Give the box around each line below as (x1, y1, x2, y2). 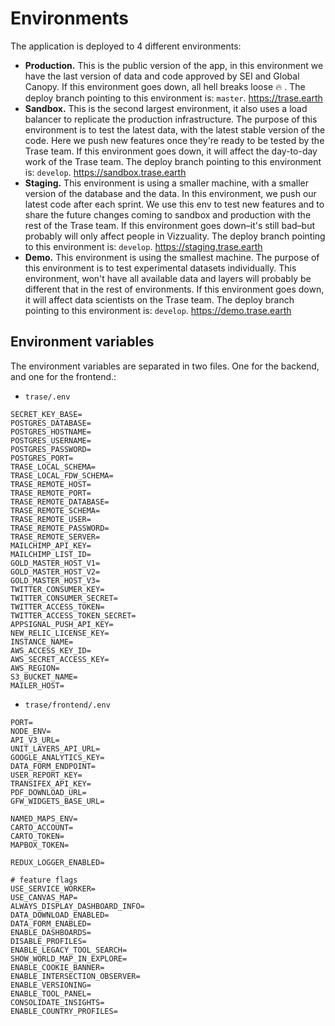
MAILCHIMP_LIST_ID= (10, 549, 92, 559)
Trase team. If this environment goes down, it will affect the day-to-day (24, 145, 318, 157)
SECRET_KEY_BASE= (10, 409, 83, 419)
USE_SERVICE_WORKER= (10, 883, 97, 894)
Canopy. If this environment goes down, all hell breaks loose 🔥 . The (24, 80, 306, 92)
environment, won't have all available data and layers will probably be (24, 272, 312, 284)
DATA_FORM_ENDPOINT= (10, 761, 97, 771)
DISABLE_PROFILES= (10, 936, 87, 946)
